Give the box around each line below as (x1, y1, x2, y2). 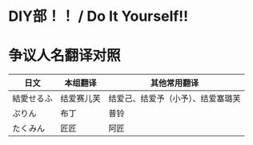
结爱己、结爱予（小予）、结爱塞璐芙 (108, 93, 242, 104)
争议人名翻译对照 (8, 47, 122, 65)
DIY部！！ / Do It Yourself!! (8, 7, 189, 25)
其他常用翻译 (151, 77, 199, 88)
